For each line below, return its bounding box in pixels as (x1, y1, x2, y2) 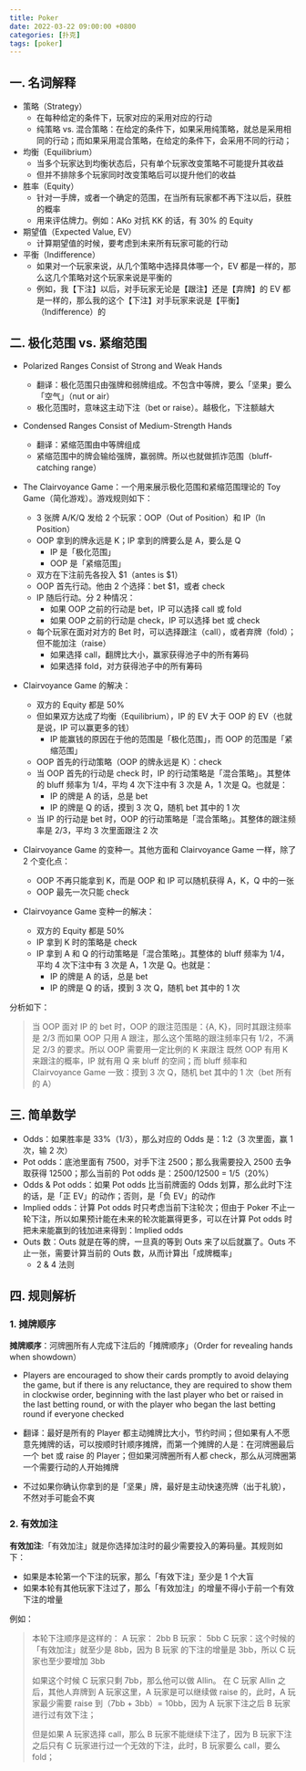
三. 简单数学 (9, 1107, 76, 1123)
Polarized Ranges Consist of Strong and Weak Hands (22, 360, 223, 371)
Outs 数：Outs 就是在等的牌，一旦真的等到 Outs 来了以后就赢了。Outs (22, 1236, 286, 1247)
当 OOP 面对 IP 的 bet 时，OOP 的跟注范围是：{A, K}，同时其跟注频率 (31, 1021, 292, 1032)
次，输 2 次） (22, 1145, 73, 1156)
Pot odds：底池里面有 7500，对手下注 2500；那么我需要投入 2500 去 (22, 1156, 284, 1167)
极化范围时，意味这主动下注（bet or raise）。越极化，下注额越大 (36, 402, 275, 413)
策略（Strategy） (22, 101, 87, 112)
